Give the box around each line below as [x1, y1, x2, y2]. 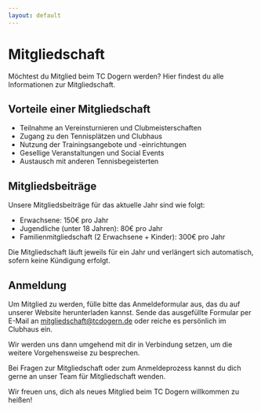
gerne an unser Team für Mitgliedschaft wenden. [8, 372, 166, 381]
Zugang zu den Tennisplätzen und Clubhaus [19, 131, 163, 141]
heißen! [8, 395, 33, 405]
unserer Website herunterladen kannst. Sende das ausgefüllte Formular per [8, 308, 252, 317]
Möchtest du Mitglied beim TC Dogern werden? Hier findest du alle [8, 72, 224, 81]
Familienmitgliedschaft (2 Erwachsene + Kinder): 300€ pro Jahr [19, 233, 226, 242]
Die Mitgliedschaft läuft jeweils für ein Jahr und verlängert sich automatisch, [8, 248, 254, 257]
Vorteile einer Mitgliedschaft [8, 102, 151, 116]
